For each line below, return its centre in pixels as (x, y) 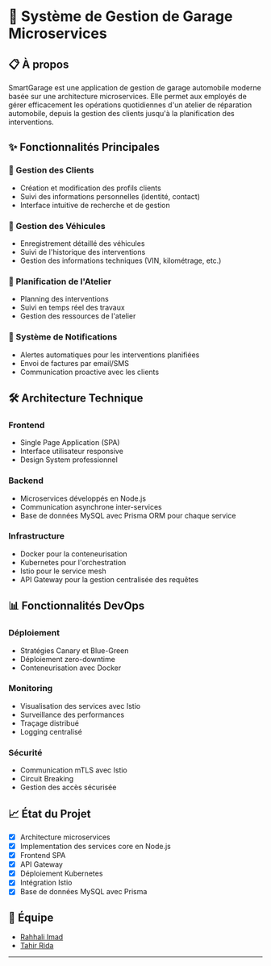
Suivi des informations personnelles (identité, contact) (110, 196)
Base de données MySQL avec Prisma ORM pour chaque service (128, 515)
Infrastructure (37, 536)
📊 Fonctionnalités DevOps (77, 606)
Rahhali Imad (42, 937)
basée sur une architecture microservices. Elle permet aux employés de (128, 96)
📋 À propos (39, 64)
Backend (26, 481)
